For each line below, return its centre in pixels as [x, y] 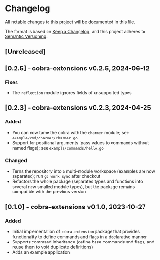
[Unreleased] [25, 52]
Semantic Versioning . [26, 36]
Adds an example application [41, 252]
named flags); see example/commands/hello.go [58, 148]
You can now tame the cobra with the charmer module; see [71, 132]
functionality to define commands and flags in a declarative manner [80, 237]
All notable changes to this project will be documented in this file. [70, 22]
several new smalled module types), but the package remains [73, 187]
